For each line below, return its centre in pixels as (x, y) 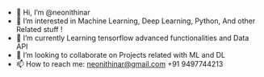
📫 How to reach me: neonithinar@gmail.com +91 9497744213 (119, 64)
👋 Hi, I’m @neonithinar (53, 12)
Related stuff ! (39, 29)
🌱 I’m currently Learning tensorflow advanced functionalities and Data (132, 38)
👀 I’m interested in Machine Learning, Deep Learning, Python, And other (136, 21)
